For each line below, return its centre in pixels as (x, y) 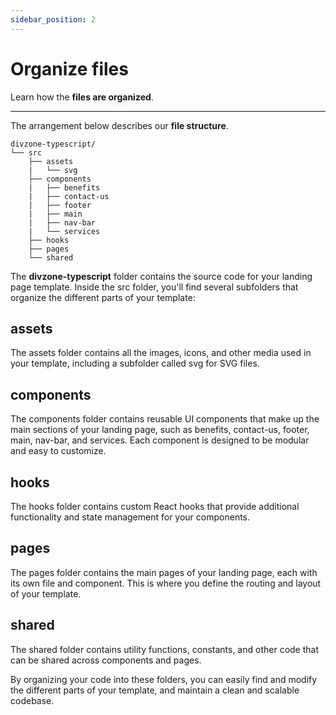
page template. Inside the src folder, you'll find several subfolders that (154, 287)
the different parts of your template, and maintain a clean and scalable (155, 690)
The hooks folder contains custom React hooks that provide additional (155, 506)
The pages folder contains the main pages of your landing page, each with (164, 572)
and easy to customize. (58, 451)
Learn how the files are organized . (82, 97)
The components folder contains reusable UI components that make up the (165, 419)
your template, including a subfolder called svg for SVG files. (135, 363)
